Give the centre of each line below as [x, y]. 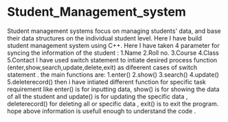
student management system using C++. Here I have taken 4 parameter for [113, 45]
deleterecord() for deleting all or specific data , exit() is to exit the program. [113, 103]
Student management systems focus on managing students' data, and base [114, 31]
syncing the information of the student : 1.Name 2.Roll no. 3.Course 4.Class [113, 53]
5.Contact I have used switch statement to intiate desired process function [112, 60]
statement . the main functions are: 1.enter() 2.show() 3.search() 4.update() [113, 74]
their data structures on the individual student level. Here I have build [105, 38]
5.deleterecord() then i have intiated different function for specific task [106, 82]
